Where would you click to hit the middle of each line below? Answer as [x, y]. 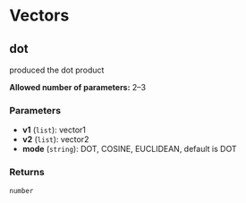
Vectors [39, 16]
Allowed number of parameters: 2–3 [78, 87]
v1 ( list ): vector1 [54, 130]
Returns [27, 173]
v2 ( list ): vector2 [55, 140]
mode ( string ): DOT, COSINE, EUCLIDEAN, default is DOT [129, 149]
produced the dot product [57, 70]
